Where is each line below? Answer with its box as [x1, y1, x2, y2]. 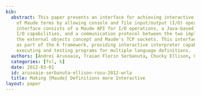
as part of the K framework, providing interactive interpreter [16, 42, 181, 48]
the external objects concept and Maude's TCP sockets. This [16, 36, 172, 42]
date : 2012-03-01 [11, 64, 55, 70]
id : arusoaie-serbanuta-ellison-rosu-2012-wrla [11, 70, 133, 76]
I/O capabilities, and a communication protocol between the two [16, 31, 184, 37]
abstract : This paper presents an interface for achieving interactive [11, 14, 194, 20]
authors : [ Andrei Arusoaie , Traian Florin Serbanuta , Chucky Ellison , [11, 53, 191, 59]
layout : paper [5, 81, 41, 87]
